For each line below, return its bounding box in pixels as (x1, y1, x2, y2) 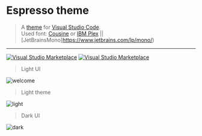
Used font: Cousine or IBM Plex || (20, 29, 104, 37)
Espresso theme (6, 4, 89, 17)
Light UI (20, 65, 41, 72)
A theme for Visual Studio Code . (20, 23, 101, 31)
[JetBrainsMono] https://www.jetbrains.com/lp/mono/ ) (20, 36, 155, 43)
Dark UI (20, 112, 40, 119)
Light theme (20, 88, 51, 96)
